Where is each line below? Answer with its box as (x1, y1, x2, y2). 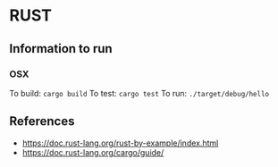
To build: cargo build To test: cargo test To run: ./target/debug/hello (9, 88, 270, 98)
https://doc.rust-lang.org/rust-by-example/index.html (21, 138, 219, 148)
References (9, 113, 75, 129)
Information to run (9, 41, 114, 56)
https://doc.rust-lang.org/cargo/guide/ (21, 146, 164, 157)
